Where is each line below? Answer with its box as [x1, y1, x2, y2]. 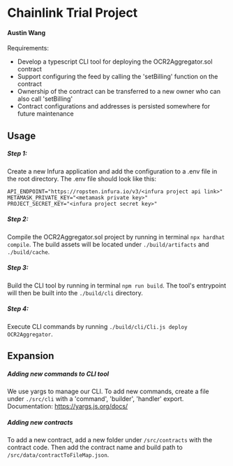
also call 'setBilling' [17, 94, 73, 103]
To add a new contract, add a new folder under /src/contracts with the [7, 435, 213, 444]
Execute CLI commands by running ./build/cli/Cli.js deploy [7, 322, 188, 330]
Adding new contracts [7, 418, 73, 426]
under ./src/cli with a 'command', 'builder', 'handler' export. [7, 395, 184, 403]
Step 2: [7, 215, 29, 223]
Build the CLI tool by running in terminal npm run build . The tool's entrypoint [7, 281, 227, 290]
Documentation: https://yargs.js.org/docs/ [7, 402, 128, 411]
